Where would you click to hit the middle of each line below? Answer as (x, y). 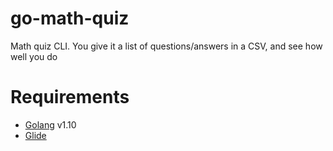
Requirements (70, 97)
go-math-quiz (70, 18)
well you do (34, 56)
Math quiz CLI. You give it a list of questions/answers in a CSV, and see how (166, 46)
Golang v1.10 (50, 124)
